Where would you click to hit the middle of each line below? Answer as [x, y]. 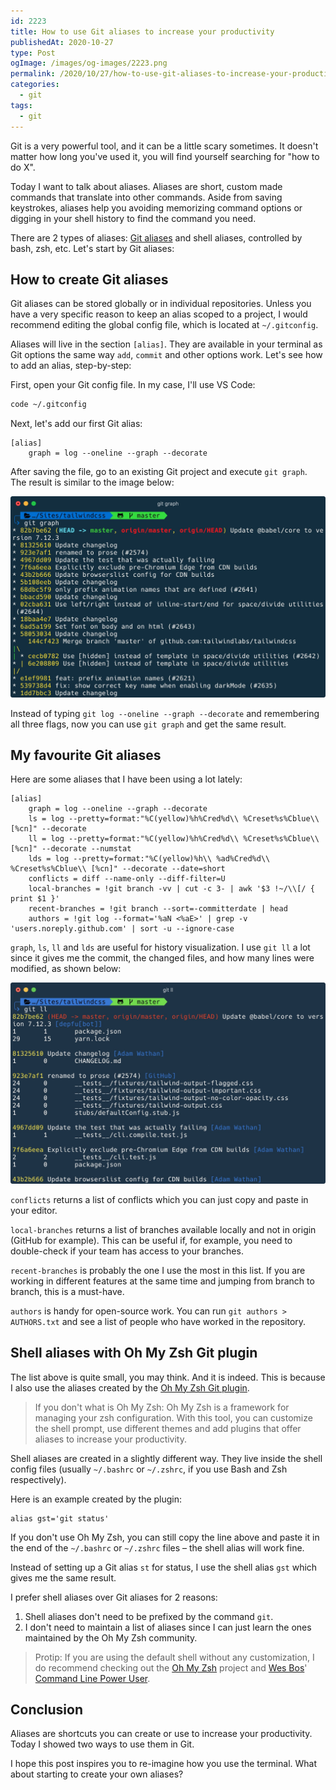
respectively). [38, 1479]
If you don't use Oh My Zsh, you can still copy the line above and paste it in [165, 1537]
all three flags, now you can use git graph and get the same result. [148, 724]
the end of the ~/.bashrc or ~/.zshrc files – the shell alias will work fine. [157, 1547]
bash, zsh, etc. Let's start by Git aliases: [92, 248]
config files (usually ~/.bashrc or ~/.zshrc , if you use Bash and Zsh [149, 1469]
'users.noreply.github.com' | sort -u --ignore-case [122, 929]
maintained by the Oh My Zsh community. [111, 1637]
